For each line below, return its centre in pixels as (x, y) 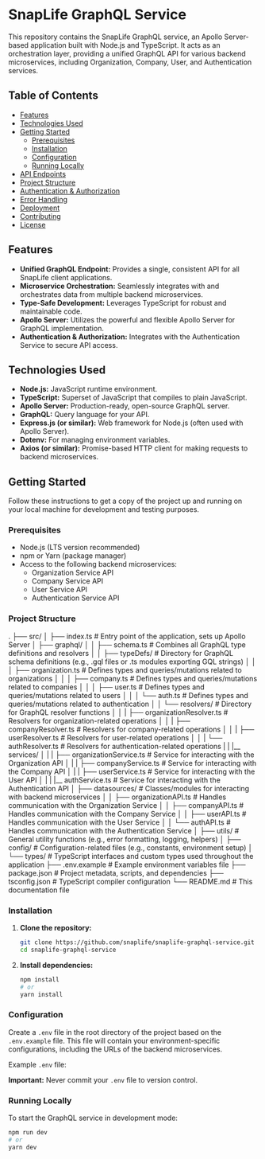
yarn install (41, 994)
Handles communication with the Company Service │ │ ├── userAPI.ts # (127, 814)
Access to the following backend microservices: (98, 564)
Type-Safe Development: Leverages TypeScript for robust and (123, 302)
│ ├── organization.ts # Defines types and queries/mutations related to (125, 669)
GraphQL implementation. (62, 328)
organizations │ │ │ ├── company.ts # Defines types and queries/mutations (133, 678)
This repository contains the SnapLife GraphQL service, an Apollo (115, 37)
